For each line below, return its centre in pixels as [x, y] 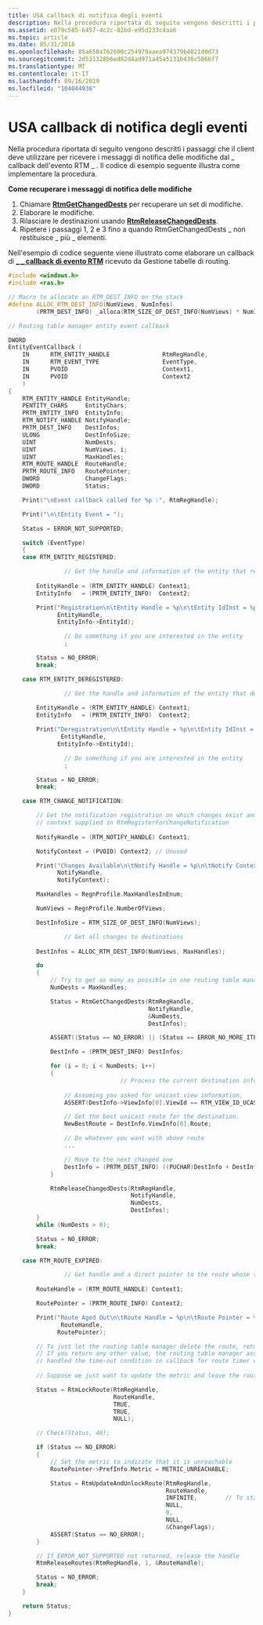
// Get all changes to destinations [124, 937]
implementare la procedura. [53, 174]
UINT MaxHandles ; [73, 457]
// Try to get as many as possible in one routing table [145, 980]
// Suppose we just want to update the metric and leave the [138, 1376]
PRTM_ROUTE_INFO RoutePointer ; [77, 472]
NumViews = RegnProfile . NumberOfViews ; [101, 909]
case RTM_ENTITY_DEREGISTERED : [73, 679]
